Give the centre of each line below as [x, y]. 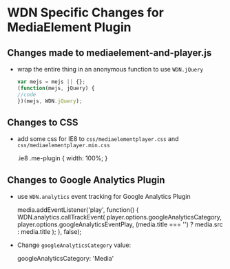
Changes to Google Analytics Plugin [86, 180]
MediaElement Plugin [69, 27]
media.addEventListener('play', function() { [78, 210]
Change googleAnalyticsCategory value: [74, 245]
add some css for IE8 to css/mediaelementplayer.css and [98, 139]
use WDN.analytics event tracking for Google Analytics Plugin [104, 197]
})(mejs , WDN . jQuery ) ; [50, 101]
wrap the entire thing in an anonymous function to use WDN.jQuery [110, 69]
